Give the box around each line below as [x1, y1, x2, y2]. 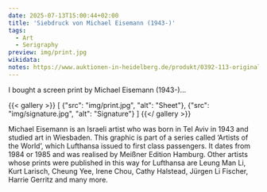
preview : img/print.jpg [8, 48, 87, 56]
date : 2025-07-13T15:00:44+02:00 [8, 11, 119, 20]
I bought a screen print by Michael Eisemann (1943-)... [8, 85, 187, 94]
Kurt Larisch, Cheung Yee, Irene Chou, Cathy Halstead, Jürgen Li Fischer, [8, 166, 249, 175]
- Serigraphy [15, 41, 59, 49]
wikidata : [8, 56, 41, 64]
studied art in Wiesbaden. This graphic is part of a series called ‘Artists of [8, 132, 249, 142]
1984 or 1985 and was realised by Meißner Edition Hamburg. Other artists [8, 149, 249, 159]
